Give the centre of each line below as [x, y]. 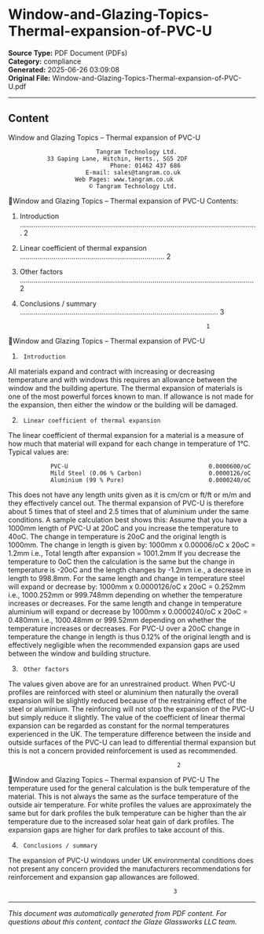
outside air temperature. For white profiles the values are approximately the [130, 804]
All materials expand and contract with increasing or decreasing [112, 371]
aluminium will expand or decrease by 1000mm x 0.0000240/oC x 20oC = [128, 612]
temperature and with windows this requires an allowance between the [123, 380]
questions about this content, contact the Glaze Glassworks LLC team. [123, 921]
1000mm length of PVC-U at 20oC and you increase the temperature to [123, 528]
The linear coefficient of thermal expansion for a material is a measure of [126, 435]
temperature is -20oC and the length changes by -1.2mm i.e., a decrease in [130, 570]
